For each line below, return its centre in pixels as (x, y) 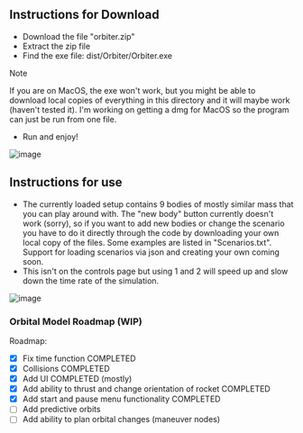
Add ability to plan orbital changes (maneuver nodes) (121, 419)
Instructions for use (66, 182)
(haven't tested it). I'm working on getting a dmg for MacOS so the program (150, 109)
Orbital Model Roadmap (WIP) (76, 321)
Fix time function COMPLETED (79, 358)
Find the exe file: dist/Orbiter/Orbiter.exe (97, 55)
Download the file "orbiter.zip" (78, 36)
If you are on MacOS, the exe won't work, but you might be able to (133, 90)
